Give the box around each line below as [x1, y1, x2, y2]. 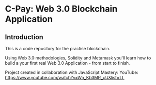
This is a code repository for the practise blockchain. [5, 46, 110, 51]
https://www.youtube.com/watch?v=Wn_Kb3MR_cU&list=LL [5, 75, 125, 80]
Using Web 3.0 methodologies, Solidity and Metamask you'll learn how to [5, 55, 151, 61]
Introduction [5, 33, 44, 41]
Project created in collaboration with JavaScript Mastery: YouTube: [5, 70, 139, 75]
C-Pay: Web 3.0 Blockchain [5, 3, 118, 14]
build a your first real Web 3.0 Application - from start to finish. [5, 60, 130, 66]
